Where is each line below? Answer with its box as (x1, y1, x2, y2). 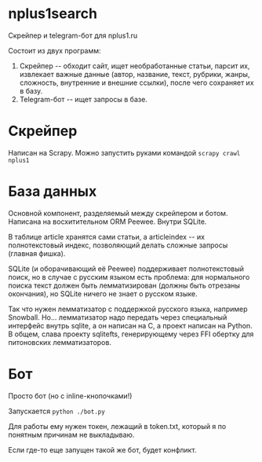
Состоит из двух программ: (8, 46, 101, 55)
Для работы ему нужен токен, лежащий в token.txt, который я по (8, 421, 227, 431)
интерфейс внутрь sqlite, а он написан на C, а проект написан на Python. (8, 321, 253, 330)
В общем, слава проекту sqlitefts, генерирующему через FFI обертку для (8, 329, 254, 339)
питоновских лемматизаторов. (8, 337, 112, 346)
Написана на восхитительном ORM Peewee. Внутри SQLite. (8, 217, 207, 226)
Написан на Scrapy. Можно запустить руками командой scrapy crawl (8, 148, 241, 157)
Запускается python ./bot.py (8, 406, 106, 416)
